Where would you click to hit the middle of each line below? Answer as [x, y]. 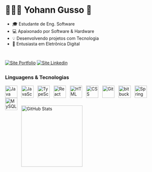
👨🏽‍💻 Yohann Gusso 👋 [48, 10]
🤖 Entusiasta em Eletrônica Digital [46, 44]
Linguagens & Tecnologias [37, 77]
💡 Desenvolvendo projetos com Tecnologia [55, 38]
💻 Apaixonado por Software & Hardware [53, 31]
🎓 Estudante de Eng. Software [43, 24]
